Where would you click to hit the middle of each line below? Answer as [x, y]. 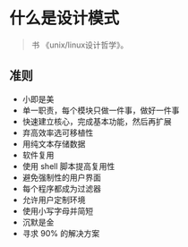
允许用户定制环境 [54, 200]
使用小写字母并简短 [58, 210]
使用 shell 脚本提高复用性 [68, 166]
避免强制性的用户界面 [61, 177]
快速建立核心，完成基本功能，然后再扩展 [97, 121]
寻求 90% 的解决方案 [61, 233]
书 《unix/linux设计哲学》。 [80, 45]
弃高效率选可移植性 [58, 132]
